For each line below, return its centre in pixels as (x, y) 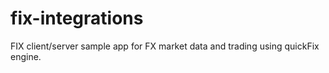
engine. (26, 56)
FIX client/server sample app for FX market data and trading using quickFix (165, 46)
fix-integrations (77, 18)
